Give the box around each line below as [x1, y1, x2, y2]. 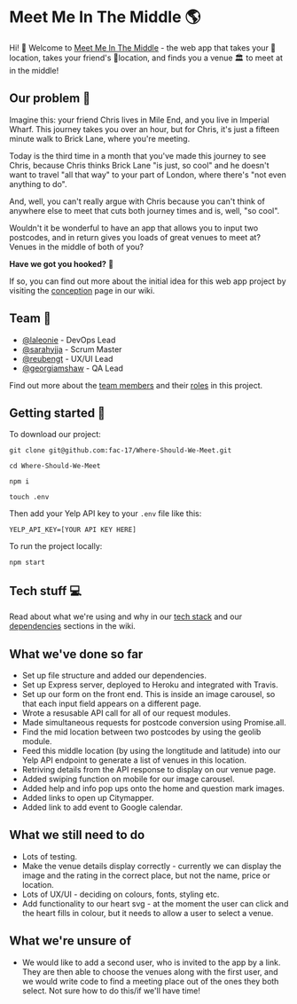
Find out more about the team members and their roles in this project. [9, 380, 263, 390]
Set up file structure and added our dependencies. [21, 671, 207, 680]
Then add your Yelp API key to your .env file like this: [9, 508, 202, 519]
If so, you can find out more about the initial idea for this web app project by [9, 276, 286, 286]
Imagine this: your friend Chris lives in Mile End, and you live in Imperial [9, 114, 270, 125]
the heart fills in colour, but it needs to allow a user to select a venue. [21, 907, 274, 918]
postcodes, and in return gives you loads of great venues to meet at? [9, 231, 262, 242]
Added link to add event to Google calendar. [21, 802, 184, 812]
